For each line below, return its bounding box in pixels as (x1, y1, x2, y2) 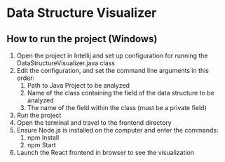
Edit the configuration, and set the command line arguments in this (16, 67, 210, 74)
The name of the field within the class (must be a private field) (27, 104, 207, 112)
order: (16, 74, 35, 82)
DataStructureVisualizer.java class (16, 59, 115, 67)
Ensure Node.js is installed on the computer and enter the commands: (16, 126, 219, 134)
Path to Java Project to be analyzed (27, 81, 130, 89)
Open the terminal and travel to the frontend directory (16, 119, 172, 127)
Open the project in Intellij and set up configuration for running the (16, 51, 208, 60)
